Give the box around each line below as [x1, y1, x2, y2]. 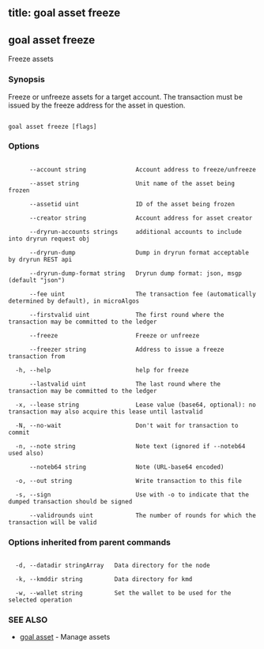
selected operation [8, 596, 73, 604]
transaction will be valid [8, 518, 97, 526]
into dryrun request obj [8, 235, 90, 243]
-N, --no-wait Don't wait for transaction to [15, 421, 239, 429]
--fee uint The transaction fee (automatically [28, 290, 257, 298]
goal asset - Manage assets [19, 632, 111, 642]
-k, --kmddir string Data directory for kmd [15, 575, 193, 583]
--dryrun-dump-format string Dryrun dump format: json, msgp [28, 269, 243, 277]
